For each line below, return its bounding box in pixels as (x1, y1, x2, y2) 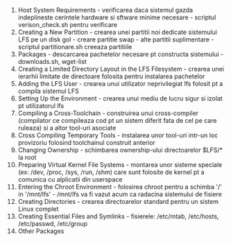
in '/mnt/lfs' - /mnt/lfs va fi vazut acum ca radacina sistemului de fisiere (17, 190, 223, 198)
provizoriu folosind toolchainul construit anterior (17, 139, 155, 146)
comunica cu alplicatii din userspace (17, 175, 123, 183)
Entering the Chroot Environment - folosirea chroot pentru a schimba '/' (17, 183, 223, 191)
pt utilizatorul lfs (17, 102, 65, 110)
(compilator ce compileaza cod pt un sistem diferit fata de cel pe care (17, 116, 217, 124)
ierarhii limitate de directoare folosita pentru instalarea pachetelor (17, 72, 205, 80)
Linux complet (17, 205, 59, 213)
